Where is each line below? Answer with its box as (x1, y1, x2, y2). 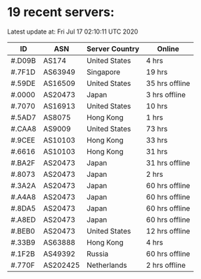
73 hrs (146, 124, 168, 134)
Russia (87, 249, 109, 259)
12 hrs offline (146, 226, 191, 236)
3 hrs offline (146, 90, 186, 99)
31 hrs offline (146, 158, 191, 168)
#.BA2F (10, 158, 36, 168)
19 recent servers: (7, 4, 115, 20)
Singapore (87, 67, 121, 77)
